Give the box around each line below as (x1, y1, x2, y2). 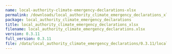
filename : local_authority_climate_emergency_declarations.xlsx (5, 27, 145, 32)
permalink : (5, 12, 29, 17)
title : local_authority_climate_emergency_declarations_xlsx (5, 22, 139, 27)
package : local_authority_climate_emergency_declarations (5, 17, 132, 22)
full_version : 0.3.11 (5, 37, 52, 42)
